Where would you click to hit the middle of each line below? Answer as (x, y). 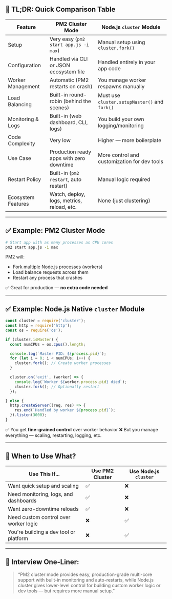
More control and (119, 155)
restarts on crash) (71, 86)
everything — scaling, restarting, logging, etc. (53, 435)
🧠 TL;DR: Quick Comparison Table (60, 9)
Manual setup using (122, 42)
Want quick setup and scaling (44, 486)
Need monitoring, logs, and (40, 494)
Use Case (20, 158)
